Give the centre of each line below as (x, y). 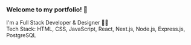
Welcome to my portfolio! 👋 (47, 10)
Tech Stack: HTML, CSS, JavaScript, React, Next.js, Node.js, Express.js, (96, 29)
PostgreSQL (21, 35)
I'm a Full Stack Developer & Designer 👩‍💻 (57, 23)
